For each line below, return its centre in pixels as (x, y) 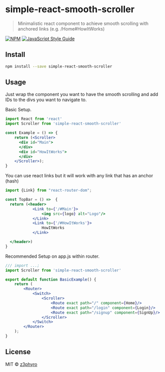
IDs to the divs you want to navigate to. (46, 100)
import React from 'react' (34, 119)
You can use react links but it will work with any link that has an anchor (79, 176)
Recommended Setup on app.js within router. (53, 256)
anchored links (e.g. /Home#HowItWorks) (61, 28)
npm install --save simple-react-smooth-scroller (59, 66)
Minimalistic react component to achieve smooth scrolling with (83, 23)
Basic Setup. (19, 110)
